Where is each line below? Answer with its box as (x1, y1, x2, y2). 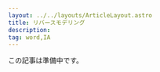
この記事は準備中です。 (8, 56, 84, 65)
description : (8, 26, 51, 34)
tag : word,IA (8, 33, 51, 41)
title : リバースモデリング (8, 19, 85, 27)
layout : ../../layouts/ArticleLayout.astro (8, 11, 153, 20)
